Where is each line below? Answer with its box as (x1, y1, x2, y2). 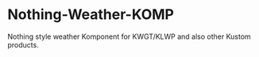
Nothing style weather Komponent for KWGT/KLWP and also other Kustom (7, 32, 251, 41)
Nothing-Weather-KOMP (7, 6, 175, 24)
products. (7, 40, 39, 49)
